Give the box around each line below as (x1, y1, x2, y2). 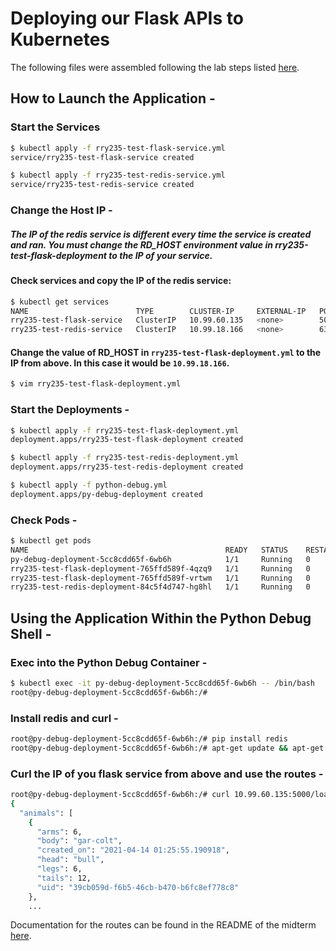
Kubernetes (10, 28, 111, 51)
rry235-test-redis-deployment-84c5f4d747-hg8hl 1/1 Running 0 (10, 582, 311, 592)
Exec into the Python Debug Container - (10, 655, 208, 669)
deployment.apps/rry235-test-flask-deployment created (10, 435, 244, 445)
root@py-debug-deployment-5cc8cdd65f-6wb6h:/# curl (10, 790, 230, 800)
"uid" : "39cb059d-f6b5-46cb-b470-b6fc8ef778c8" (36, 882, 240, 892)
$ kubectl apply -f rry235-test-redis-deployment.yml (10, 453, 240, 463)
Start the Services (10, 120, 101, 134)
